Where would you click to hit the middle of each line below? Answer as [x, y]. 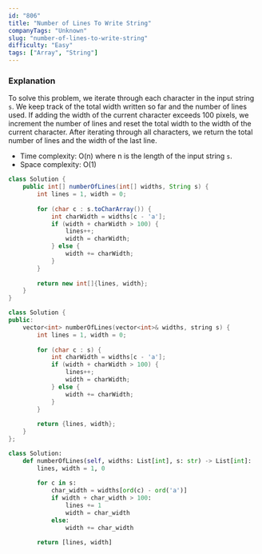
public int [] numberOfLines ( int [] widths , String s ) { [116, 187]
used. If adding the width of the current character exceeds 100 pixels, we [129, 115]
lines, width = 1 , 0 [71, 468]
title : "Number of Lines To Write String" [80, 23]
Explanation [32, 81]
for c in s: [57, 483]
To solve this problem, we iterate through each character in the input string [131, 98]
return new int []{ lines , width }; [93, 283]
